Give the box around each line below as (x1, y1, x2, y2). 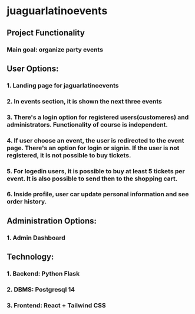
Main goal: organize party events (6, 46, 104, 54)
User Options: (6, 63, 59, 73)
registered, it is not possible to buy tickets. (6, 151, 131, 159)
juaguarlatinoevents (6, 4, 108, 18)
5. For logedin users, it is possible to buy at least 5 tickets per (6, 167, 185, 175)
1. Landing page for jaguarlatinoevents (6, 81, 119, 89)
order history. (6, 198, 47, 206)
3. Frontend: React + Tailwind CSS (6, 301, 106, 309)
